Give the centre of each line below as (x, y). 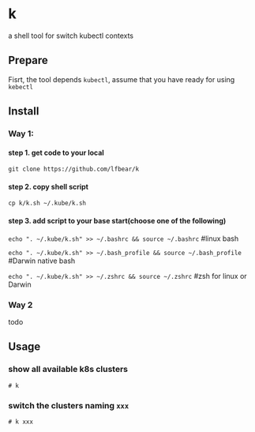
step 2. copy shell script (49, 186)
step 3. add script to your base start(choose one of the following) (117, 221)
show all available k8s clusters (68, 370)
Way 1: (21, 133)
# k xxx (21, 422)
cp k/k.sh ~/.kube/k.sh (47, 203)
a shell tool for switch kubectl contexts (71, 36)
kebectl (21, 87)
